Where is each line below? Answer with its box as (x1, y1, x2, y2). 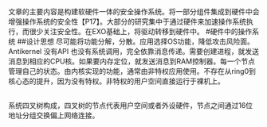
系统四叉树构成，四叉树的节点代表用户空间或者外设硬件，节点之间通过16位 (8, 101, 253, 110)
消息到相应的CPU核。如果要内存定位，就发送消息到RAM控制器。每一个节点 (8, 56, 255, 66)
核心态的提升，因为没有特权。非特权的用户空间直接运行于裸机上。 (8, 76, 225, 86)
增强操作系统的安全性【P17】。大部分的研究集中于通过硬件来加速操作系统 (8, 17, 247, 26)
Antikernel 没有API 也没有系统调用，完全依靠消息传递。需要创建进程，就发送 (8, 47, 259, 56)
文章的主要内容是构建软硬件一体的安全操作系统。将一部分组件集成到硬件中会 (8, 7, 260, 16)
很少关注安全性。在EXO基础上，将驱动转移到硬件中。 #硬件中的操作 (29, 27, 253, 36)
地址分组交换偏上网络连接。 (8, 110, 100, 121)
